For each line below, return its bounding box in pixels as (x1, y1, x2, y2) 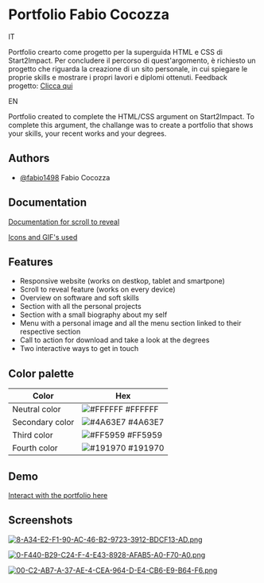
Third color (12, 430, 53, 441)
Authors (8, 152, 50, 165)
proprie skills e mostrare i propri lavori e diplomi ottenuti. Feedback (8, 72, 228, 82)
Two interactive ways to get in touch (19, 344, 139, 353)
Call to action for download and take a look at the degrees (19, 335, 210, 345)
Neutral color (12, 403, 61, 415)
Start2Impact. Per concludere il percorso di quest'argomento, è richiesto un (8, 56, 256, 65)
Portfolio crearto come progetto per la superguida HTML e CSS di (8, 47, 223, 56)
